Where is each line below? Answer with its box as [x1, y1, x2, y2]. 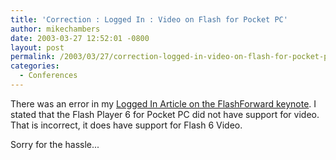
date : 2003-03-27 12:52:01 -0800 [10, 33, 150, 43]
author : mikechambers [10, 24, 101, 34]
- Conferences [19, 71, 78, 81]
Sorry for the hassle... [10, 138, 100, 150]
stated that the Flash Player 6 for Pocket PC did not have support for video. [10, 108, 320, 120]
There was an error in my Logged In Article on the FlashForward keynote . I [10, 97, 317, 110]
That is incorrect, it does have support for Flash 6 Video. [10, 119, 243, 131]
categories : [10, 61, 60, 71]
